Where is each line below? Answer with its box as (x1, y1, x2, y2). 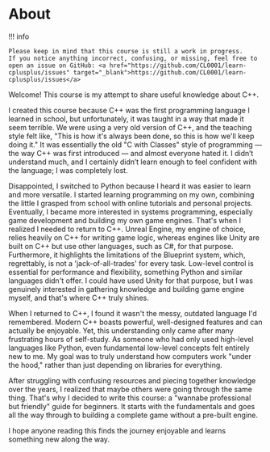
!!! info (8, 32, 30, 41)
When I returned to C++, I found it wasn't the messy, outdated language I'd (8, 308, 257, 318)
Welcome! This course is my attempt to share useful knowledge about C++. (8, 90, 260, 99)
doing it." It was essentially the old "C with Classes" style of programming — (8, 139, 262, 150)
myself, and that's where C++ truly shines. (8, 293, 149, 302)
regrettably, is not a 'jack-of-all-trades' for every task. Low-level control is (8, 258, 254, 268)
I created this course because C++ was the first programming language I (8, 105, 250, 115)
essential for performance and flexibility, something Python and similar (8, 267, 243, 277)
